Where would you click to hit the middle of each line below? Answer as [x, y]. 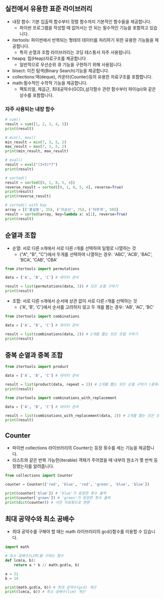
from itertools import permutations [42, 269]
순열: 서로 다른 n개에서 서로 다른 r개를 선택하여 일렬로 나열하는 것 [74, 248]
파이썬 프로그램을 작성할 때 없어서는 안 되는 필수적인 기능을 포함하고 [84, 27]
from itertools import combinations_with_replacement [61, 398]
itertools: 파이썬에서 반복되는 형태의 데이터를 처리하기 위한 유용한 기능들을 [83, 40]
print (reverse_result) [28, 196]
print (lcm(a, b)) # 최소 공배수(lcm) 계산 [45, 592]
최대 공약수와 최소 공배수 [40, 519]
